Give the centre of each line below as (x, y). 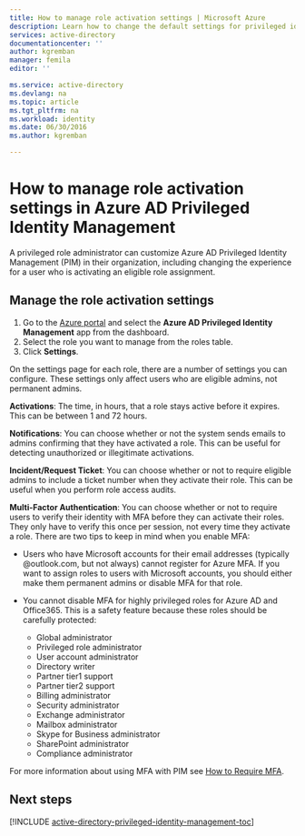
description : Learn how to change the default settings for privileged (148, 26)
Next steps (41, 800)
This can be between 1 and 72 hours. (79, 416)
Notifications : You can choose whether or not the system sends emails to (148, 433)
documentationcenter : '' (56, 43)
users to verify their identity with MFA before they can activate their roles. (147, 517)
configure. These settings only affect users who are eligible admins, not (143, 378)
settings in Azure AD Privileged (130, 208)
